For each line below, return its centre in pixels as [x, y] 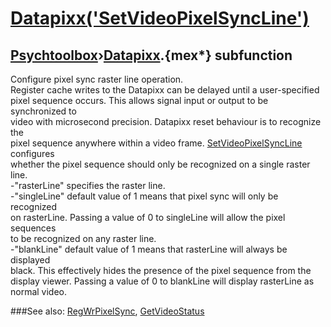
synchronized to [43, 111]
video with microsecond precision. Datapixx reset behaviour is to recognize [166, 121]
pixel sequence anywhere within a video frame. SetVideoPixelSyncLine [156, 143]
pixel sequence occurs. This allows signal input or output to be [139, 100]
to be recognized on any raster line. [83, 238]
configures [32, 153]
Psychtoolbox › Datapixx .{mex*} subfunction [151, 55]
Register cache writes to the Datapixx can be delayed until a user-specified [165, 90]
